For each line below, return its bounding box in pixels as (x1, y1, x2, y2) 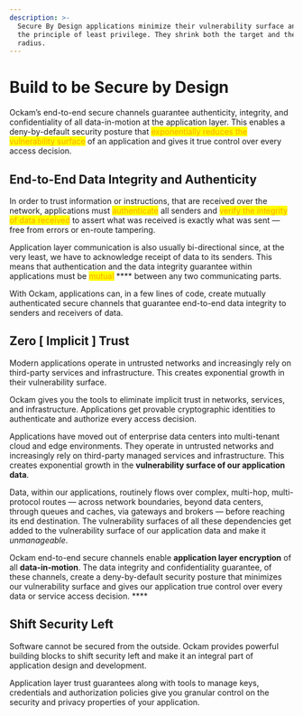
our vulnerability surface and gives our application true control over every (9, 581, 283, 591)
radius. (17, 38, 47, 48)
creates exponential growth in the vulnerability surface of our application (9, 460, 286, 470)
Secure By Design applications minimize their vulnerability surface (17, 22, 284, 31)
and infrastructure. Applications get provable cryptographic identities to (9, 404, 276, 414)
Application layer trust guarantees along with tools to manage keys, (9, 677, 260, 688)
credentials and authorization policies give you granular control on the (9, 687, 270, 698)
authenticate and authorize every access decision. (9, 413, 197, 424)
